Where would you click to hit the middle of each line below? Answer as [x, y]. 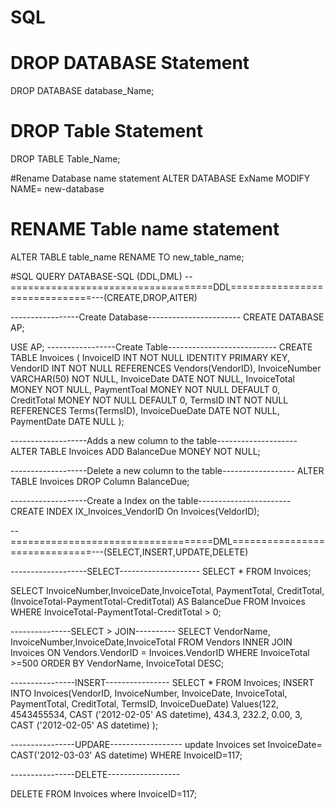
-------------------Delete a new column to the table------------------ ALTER [167, 470]
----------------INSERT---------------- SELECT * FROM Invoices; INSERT [162, 682]
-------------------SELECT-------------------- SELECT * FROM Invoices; [161, 571]
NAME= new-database [57, 189]
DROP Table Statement [106, 131]
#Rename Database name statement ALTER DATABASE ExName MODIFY [160, 178]
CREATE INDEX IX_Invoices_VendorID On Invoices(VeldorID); [135, 511]
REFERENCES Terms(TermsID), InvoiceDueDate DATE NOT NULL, [145, 410]
